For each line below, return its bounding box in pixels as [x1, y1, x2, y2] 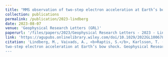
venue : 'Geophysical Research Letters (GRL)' [5, 26, 101, 31]
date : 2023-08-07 [5, 21, 41, 26]
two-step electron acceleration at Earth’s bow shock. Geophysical [5, 44, 149, 49]
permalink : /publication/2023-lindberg [5, 16, 88, 21]
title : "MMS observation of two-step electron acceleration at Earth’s [5, 7, 157, 12]
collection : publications [5, 12, 59, 17]
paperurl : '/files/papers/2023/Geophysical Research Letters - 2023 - [5, 30, 155, 35]
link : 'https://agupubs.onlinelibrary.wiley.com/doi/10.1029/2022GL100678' [5, 35, 166, 40]
